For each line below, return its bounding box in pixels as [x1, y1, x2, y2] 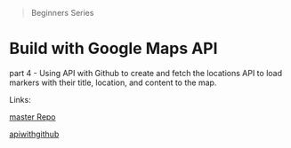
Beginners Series [30, 8, 94, 18]
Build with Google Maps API [9, 39, 218, 58]
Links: [9, 94, 31, 105]
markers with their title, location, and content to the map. [9, 77, 217, 88]
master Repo [9, 111, 56, 122]
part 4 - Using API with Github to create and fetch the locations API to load [9, 67, 283, 78]
